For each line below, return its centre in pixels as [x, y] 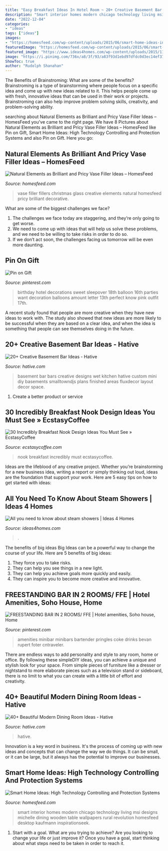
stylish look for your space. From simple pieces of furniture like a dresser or [83, 665]
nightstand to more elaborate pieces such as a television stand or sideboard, [84, 671]
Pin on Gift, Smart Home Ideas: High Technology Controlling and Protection [82, 133]
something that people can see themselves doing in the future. [70, 328]
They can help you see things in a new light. [58, 568]
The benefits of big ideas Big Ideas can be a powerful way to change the [80, 548]
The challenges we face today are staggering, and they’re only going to [86, 218]
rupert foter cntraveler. [41, 645]
